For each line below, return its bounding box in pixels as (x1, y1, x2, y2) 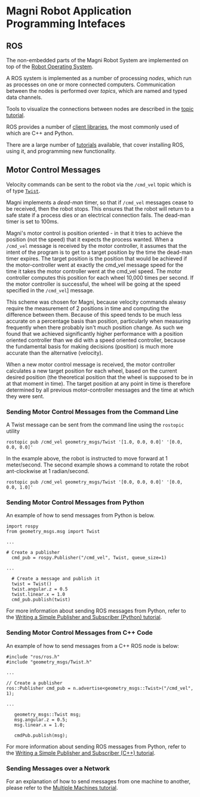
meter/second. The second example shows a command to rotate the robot (6, 461, 189, 468)
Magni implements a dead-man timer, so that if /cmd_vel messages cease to (6, 199, 194, 206)
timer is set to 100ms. (6, 217, 59, 225)
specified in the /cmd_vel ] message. (6, 286, 94, 294)
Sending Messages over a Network (6, 764, 110, 772)
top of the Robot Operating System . (6, 63, 94, 70)
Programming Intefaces (6, 17, 126, 31)
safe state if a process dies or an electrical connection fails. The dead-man (6, 211, 191, 219)
